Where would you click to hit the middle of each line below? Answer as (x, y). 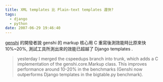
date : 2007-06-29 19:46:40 (33, 28)
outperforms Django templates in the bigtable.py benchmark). (80, 75)
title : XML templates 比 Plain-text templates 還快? (59, 10)
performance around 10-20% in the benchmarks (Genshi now (80, 69)
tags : (11, 14)
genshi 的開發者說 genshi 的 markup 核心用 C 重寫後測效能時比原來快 (76, 43)
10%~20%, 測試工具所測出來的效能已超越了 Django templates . (69, 49)
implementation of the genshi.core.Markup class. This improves (82, 64)
